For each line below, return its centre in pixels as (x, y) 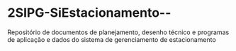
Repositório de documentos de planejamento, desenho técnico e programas (118, 32)
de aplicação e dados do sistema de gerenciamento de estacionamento (112, 39)
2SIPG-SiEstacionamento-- (89, 13)
